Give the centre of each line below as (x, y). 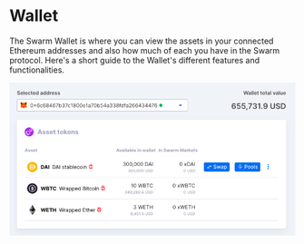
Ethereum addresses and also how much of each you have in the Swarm (145, 50)
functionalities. (37, 70)
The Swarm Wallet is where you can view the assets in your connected (142, 41)
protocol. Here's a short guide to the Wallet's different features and (135, 60)
